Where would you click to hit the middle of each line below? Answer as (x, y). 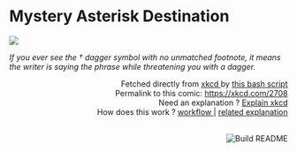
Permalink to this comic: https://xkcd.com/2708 (201, 93)
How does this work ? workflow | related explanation (192, 111)
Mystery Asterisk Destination (119, 16)
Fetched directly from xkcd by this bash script (204, 84)
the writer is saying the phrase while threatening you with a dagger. (133, 66)
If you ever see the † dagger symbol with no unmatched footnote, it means (145, 57)
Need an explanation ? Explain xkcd (223, 103)
